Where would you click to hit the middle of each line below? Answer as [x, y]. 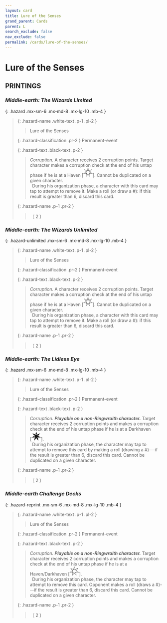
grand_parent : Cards [27, 21]
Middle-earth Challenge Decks [43, 494]
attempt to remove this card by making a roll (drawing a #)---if [94, 450]
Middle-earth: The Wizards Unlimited [51, 229]
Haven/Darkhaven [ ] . [56, 574]
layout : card [19, 11]
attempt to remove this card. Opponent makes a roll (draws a [92, 584]
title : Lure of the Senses [33, 16]
